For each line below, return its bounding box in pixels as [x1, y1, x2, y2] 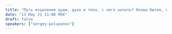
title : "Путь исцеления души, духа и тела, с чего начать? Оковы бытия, [5, 7, 164, 12]
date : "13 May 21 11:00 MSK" [5, 12, 68, 17]
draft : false [5, 16, 33, 21]
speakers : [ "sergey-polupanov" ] [5, 21, 74, 26]
